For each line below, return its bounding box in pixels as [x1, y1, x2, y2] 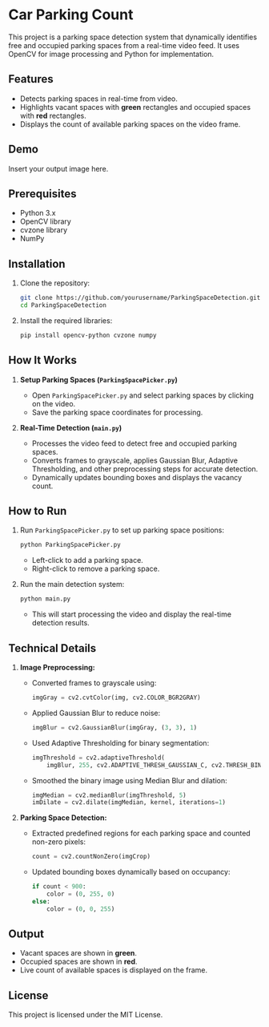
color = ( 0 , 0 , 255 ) [46, 904, 115, 913]
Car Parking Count [8, 6, 134, 24]
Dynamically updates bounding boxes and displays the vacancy [31, 472, 243, 482]
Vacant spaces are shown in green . [19, 948, 138, 958]
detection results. [31, 618, 90, 628]
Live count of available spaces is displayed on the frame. [19, 965, 208, 975]
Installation [8, 257, 66, 270]
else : [31, 897, 50, 905]
